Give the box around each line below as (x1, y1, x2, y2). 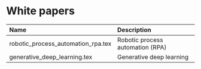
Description (117, 26, 151, 34)
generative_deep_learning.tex (9, 52, 93, 61)
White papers (6, 4, 75, 18)
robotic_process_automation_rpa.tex (9, 39, 112, 48)
